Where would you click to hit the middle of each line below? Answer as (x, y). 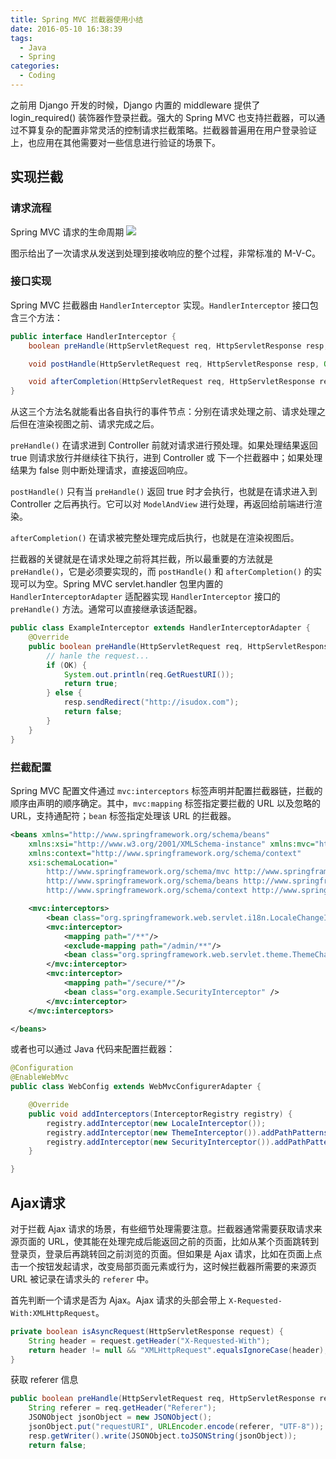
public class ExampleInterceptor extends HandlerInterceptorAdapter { (160, 628)
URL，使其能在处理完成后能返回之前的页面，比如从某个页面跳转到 (183, 1241)
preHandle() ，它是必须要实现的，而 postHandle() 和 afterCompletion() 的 (162, 572)
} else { (64, 693)
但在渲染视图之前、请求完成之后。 (89, 424)
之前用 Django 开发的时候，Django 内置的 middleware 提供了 (135, 105)
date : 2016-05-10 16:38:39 (66, 29)
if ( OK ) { (66, 665)
